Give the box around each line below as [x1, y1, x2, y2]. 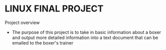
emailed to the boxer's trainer [12, 39, 74, 45]
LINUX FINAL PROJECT [5, 3, 104, 14]
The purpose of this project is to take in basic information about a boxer [12, 29, 161, 35]
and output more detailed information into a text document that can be [12, 34, 158, 40]
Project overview [5, 19, 40, 25]
